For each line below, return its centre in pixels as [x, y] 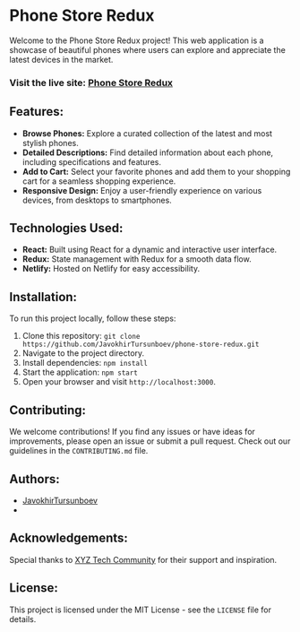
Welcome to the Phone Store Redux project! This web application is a [137, 40]
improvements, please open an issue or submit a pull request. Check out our [150, 441]
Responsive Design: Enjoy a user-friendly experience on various [142, 190]
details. [23, 619]
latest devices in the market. [61, 59]
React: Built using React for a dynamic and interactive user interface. [150, 250]
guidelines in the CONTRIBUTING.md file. [79, 451]
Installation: [43, 297]
